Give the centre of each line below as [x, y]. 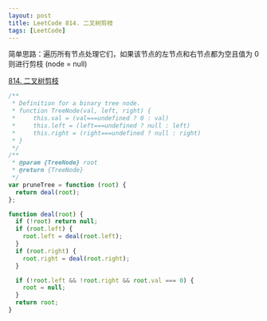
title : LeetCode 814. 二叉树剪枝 [61, 23]
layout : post [30, 16]
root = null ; [44, 288]
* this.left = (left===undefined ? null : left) [101, 125]
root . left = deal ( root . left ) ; [73, 237]
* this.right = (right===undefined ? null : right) [106, 133]
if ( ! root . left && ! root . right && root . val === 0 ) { [105, 280]
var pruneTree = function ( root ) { [67, 185]
